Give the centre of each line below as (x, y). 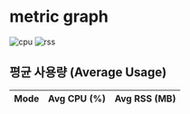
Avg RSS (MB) (145, 99)
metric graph (59, 17)
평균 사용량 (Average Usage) (88, 73)
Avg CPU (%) (77, 99)
